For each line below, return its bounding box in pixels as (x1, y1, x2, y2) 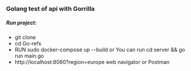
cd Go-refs (14, 40, 42, 47)
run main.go (14, 52, 44, 59)
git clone (14, 34, 36, 41)
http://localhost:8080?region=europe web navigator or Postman (14, 58, 170, 65)
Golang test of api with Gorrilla (6, 5, 95, 13)
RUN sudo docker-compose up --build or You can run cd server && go (14, 46, 185, 53)
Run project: (6, 19, 37, 26)
